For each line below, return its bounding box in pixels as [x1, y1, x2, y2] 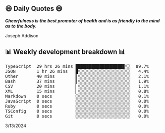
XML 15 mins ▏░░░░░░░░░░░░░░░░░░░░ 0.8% [5, 88, 149, 94]
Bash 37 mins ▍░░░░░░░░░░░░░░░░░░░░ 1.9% [5, 78, 149, 84]
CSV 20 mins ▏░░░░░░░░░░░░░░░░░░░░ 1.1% [5, 83, 149, 89]
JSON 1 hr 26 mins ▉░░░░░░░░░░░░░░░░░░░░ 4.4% [5, 68, 149, 74]
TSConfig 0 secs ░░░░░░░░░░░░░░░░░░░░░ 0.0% [5, 108, 149, 114]
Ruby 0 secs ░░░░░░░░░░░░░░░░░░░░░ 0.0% [5, 103, 149, 109]
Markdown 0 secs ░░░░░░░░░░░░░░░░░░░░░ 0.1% [5, 93, 149, 99]
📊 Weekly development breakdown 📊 [5, 48, 125, 56]
